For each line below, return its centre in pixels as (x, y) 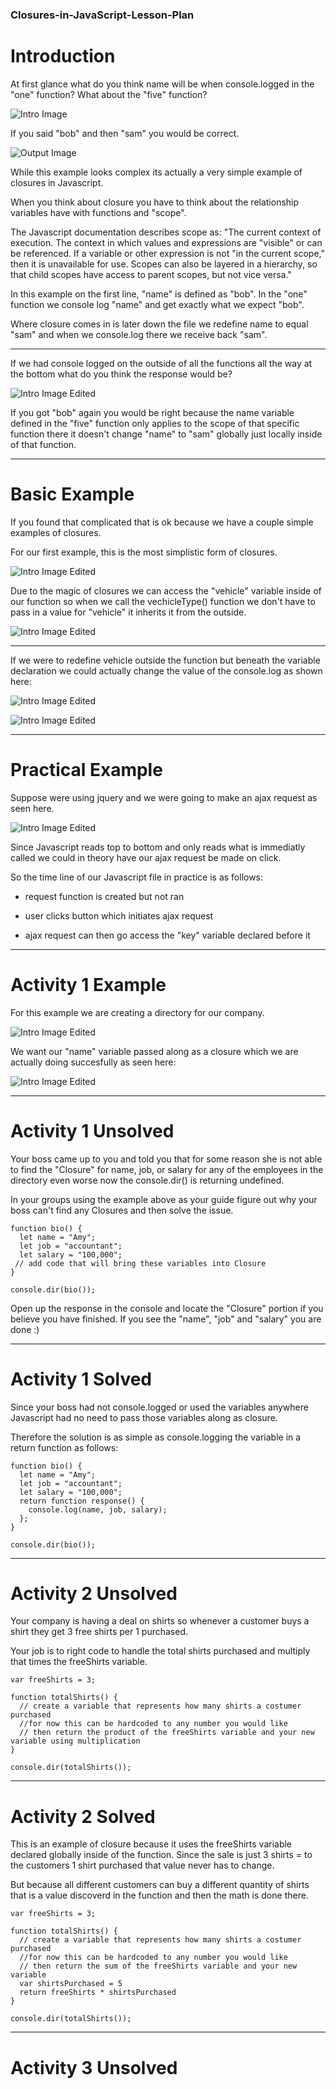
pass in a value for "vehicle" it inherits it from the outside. (128, 612)
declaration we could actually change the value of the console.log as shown (166, 670)
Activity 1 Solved (81, 1379)
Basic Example (72, 494)
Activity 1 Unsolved (92, 1130)
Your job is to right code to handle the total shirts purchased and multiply (160, 1651)
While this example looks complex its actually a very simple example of (156, 172)
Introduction (63, 56)
